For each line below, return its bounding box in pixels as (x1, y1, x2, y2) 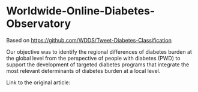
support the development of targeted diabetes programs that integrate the (6, 61, 190, 68)
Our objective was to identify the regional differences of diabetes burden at (6, 48, 192, 55)
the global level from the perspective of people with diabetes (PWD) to (6, 54, 181, 62)
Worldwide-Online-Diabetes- (6, 4, 155, 18)
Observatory (6, 17, 71, 30)
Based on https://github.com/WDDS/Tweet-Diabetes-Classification (6, 36, 172, 44)
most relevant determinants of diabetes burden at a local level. (6, 67, 161, 74)
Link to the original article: (6, 79, 71, 86)
